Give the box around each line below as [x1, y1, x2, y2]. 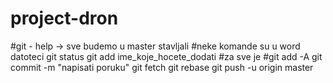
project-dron [10, 7, 119, 30]
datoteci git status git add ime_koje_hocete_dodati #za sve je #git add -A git [10, 50, 323, 62]
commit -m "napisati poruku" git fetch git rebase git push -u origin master [10, 61, 314, 73]
